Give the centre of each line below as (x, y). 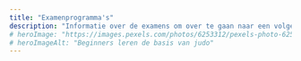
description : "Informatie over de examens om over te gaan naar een (140, 26)
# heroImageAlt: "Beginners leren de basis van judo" (112, 43)
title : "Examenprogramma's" (62, 17)
